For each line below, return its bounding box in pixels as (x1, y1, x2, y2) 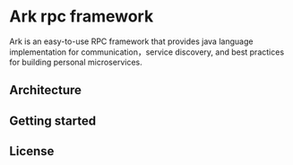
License (9, 143, 55, 159)
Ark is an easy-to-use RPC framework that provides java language (9, 36, 254, 47)
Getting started (9, 113, 97, 128)
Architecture (9, 82, 82, 98)
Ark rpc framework (9, 6, 154, 27)
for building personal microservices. (9, 56, 142, 67)
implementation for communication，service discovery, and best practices (9, 47, 285, 57)
